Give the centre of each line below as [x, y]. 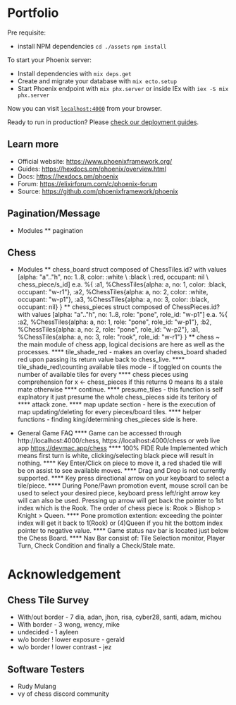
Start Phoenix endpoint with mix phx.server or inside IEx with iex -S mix [123, 88]
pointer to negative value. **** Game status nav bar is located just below [123, 531]
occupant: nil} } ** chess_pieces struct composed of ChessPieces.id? [119, 307]
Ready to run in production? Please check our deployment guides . [103, 122]
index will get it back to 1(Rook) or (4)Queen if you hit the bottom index [120, 523]
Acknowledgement [64, 574]
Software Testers [46, 669]
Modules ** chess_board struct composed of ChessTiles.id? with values [122, 270]
